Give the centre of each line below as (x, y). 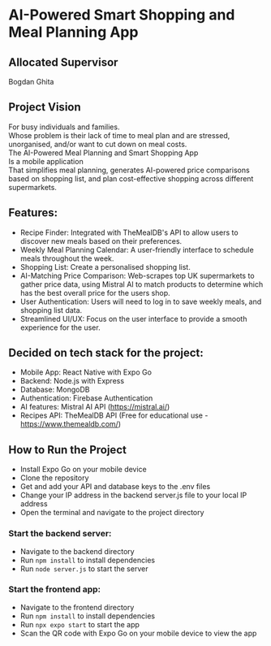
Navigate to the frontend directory (77, 607)
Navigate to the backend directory (77, 551)
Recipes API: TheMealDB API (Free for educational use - (114, 415)
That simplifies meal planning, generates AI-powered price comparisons (129, 170)
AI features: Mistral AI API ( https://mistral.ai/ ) (95, 407)
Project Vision (45, 107)
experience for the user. (60, 327)
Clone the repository (54, 478)
